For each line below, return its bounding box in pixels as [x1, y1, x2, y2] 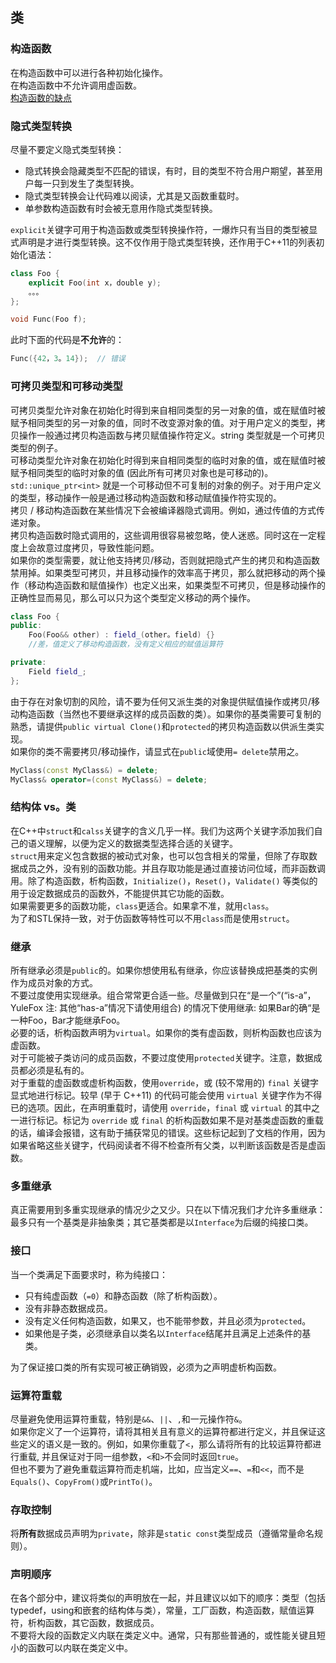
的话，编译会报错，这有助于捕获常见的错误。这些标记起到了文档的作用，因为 [10, 1127, 326, 1138]
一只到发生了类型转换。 [42, 177, 140, 189]
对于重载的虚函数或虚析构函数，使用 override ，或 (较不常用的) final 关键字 [10, 1077, 320, 1088]
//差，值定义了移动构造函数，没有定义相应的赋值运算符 [28, 639, 224, 650]
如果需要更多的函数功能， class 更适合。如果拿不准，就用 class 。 [10, 899, 275, 912]
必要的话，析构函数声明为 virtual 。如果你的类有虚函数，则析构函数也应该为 [10, 1027, 323, 1038]
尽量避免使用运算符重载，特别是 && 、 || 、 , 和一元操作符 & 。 [10, 1413, 248, 1425]
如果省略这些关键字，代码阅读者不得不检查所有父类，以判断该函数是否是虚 [10, 1139, 317, 1151]
